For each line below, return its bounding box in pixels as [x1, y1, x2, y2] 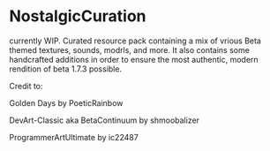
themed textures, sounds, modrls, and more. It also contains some [9, 44, 250, 55]
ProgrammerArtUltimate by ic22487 [9, 132, 139, 142]
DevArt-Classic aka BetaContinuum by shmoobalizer [9, 115, 200, 125]
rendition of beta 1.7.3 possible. [9, 64, 122, 74]
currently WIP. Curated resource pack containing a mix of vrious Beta [9, 35, 262, 46]
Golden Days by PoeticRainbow [9, 97, 124, 108]
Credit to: [9, 80, 43, 91]
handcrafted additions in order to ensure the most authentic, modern [9, 54, 259, 64]
